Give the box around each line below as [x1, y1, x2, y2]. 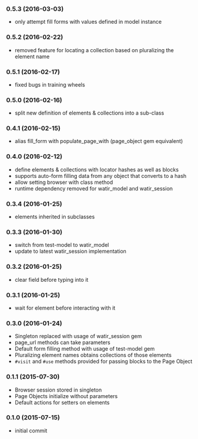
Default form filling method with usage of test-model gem [14, 345, 155, 352]
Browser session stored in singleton [14, 386, 102, 393]
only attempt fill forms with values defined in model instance [14, 18, 162, 26]
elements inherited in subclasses [14, 213, 95, 221]
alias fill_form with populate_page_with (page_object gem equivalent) [14, 138, 183, 145]
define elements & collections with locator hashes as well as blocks [14, 166, 179, 173]
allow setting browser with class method [14, 179, 113, 186]
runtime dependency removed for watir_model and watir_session [14, 184, 173, 192]
